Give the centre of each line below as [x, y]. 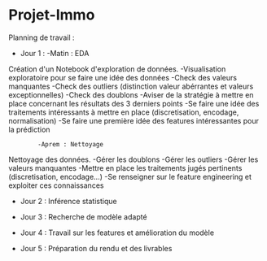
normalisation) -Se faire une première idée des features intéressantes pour [133, 120]
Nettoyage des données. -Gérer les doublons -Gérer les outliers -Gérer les [133, 159]
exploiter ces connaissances [56, 185]
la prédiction [29, 129]
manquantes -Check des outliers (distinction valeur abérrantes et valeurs [131, 86]
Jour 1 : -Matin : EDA [55, 53]
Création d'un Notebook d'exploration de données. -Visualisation [117, 69]
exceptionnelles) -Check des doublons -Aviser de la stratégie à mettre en [131, 94]
